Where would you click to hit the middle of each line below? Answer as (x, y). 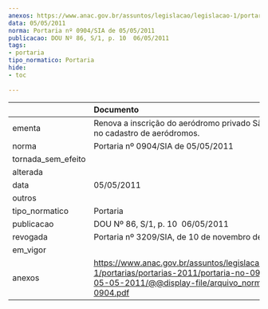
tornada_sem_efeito (49, 159)
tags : (17, 46)
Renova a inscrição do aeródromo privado (172, 123)
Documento (116, 109)
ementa (27, 128)
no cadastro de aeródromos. (147, 133)
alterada (28, 172)
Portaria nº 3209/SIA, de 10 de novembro (172, 236)
